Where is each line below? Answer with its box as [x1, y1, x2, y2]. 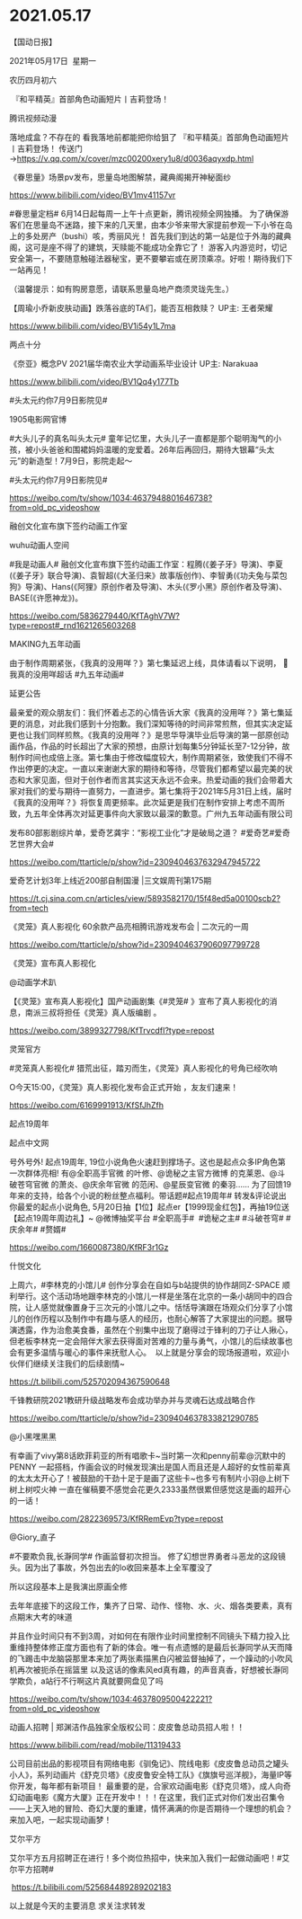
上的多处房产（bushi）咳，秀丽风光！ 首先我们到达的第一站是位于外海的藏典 [9, 230, 292, 241]
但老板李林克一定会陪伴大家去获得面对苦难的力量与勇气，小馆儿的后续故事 [9, 1336, 285, 1346]
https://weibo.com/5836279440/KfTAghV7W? [9, 610, 181, 621]
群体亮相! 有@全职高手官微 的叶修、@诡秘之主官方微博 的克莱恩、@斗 [24, 1168, 286, 1178]
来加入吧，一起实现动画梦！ [9, 1814, 112, 1825]
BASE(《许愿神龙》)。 [9, 592, 84, 603]
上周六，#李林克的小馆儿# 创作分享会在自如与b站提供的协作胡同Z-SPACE [9, 1279, 280, 1290]
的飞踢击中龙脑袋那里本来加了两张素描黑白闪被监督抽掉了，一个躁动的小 [9, 1653, 277, 1664]
